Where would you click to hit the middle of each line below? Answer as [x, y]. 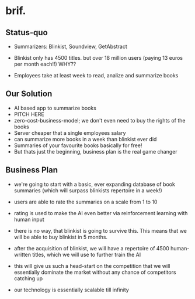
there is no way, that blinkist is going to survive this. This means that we [100, 230]
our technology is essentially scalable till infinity [71, 290]
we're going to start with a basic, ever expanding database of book [95, 184]
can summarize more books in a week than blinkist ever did [85, 139]
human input [29, 219]
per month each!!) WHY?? [45, 64]
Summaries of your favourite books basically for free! [78, 145]
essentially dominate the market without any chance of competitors [95, 272]
